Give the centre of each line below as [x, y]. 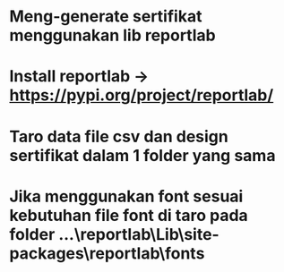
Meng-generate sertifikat [106, 17]
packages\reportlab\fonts [107, 253]
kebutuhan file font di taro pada [129, 215]
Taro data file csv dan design [119, 136]
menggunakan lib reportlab [113, 35]
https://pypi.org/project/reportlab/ [142, 95]
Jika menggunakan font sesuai [126, 196]
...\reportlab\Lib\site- [138, 234]
